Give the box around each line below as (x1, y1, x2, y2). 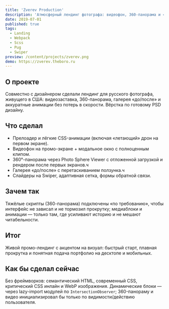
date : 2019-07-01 (5, 17, 42, 22)
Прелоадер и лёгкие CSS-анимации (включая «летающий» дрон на (12, 135, 158, 141)
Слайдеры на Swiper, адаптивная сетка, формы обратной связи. (12, 172, 151, 178)
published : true (5, 21, 39, 27)
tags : (5, 26, 17, 31)
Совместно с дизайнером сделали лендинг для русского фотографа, (5, 91, 154, 97)
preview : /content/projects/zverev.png (5, 54, 89, 59)
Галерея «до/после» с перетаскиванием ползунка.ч (12, 167, 125, 173)
